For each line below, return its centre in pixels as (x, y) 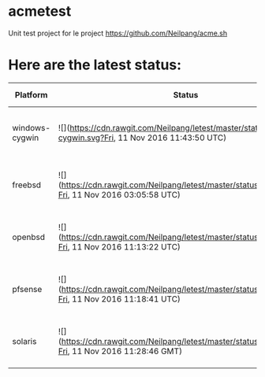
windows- (32, 128)
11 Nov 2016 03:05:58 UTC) (127, 194)
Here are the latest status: (95, 65)
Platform (31, 94)
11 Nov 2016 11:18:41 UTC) (127, 299)
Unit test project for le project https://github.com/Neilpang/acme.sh (118, 33)
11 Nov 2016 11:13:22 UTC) (127, 246)
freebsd (27, 185)
